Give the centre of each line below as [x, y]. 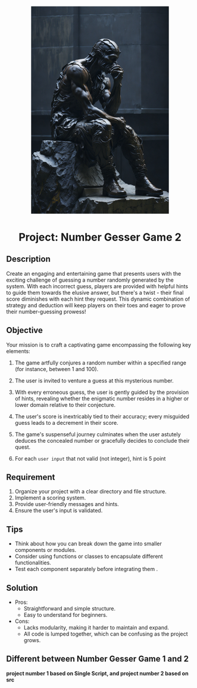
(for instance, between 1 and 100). [57, 369]
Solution [22, 588]
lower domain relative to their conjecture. [65, 405]
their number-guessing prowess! [46, 311]
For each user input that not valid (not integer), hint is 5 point [90, 458]
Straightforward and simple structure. [70, 608]
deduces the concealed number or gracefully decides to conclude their [102, 440]
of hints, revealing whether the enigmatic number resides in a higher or [102, 398]
